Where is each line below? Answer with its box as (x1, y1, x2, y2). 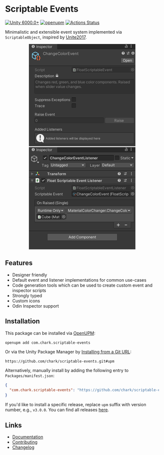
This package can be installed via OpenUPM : (5, 330, 96, 336)
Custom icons (12, 298, 41, 304)
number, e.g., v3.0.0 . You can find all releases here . (5, 407, 109, 413)
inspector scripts (12, 287, 46, 293)
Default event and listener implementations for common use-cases (12, 277, 146, 283)
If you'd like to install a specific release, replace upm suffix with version (5, 402, 146, 408)
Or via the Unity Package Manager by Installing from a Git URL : (5, 349, 132, 354)
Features (5, 259, 33, 267)
